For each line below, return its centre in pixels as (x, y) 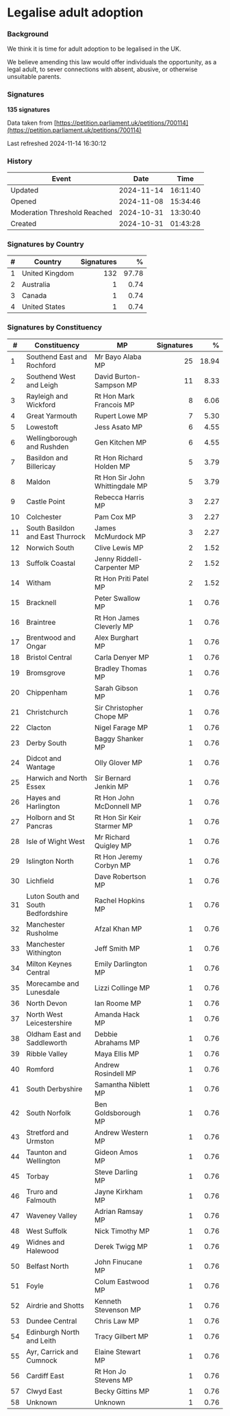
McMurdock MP (120, 536)
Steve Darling (116, 1171)
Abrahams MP (117, 1043)
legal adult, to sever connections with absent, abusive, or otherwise (102, 69)
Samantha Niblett (123, 1084)
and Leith (41, 1341)
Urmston (40, 1141)
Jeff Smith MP (117, 948)
